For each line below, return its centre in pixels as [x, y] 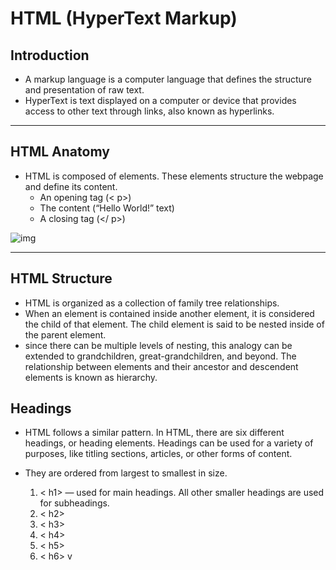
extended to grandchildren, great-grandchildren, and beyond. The [160, 356]
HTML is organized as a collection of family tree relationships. [152, 303]
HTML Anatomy [60, 152]
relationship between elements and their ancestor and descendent [161, 366]
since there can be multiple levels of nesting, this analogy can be [158, 345]
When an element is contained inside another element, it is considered [169, 313]
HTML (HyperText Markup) [124, 18]
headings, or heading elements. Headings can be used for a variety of [169, 443]
